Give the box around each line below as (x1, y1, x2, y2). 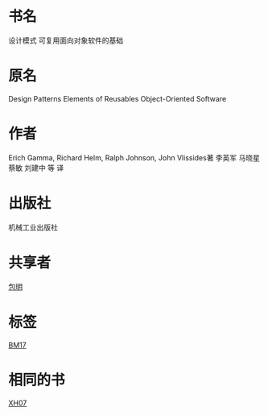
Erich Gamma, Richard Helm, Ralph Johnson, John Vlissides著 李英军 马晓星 (8, 152, 260, 162)
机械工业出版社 (8, 222, 58, 232)
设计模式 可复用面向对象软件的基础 (8, 35, 123, 45)
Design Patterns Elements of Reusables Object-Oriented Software (8, 93, 227, 103)
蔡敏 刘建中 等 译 (8, 163, 64, 172)
